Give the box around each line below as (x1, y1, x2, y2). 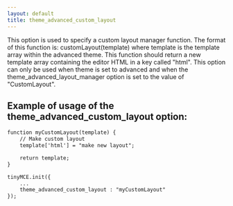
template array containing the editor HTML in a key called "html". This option (7, 58, 226, 66)
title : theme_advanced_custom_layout (7, 17, 116, 24)
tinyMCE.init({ (7, 173, 51, 180)
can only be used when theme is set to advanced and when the (7, 65, 189, 74)
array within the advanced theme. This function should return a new (7, 50, 201, 59)
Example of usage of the (7, 100, 114, 112)
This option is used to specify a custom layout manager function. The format (7, 35, 226, 44)
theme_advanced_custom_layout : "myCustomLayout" (19, 187, 166, 194)
